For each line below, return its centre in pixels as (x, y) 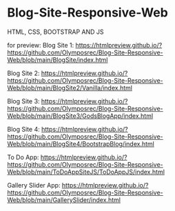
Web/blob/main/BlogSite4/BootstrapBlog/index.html (81, 143)
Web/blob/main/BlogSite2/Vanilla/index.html (70, 88)
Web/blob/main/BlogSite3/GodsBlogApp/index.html (80, 116)
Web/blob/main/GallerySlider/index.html (64, 200)
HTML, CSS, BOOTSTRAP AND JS (56, 32)
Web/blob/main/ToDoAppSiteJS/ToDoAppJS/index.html (86, 172)
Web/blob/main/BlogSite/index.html (58, 59)
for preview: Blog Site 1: (41, 45)
